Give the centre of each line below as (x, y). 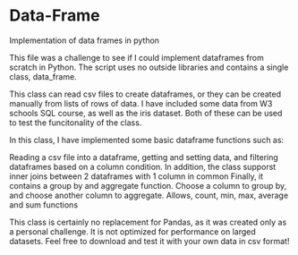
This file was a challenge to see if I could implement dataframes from (136, 57)
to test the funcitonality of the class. (76, 123)
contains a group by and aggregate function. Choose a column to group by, (148, 185)
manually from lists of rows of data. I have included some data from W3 (141, 103)
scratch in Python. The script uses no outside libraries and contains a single (149, 67)
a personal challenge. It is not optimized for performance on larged (133, 231)
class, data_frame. (43, 76)
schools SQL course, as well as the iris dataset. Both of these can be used (146, 113)
